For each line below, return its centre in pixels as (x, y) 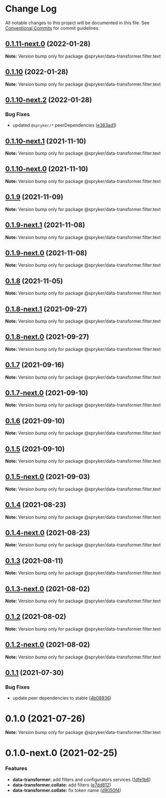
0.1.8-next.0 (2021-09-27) (47, 337)
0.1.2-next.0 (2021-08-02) (48, 645)
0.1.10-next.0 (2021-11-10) (47, 169)
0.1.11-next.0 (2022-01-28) (48, 44)
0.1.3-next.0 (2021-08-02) (48, 589)
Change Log (31, 9)
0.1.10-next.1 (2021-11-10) (46, 141)
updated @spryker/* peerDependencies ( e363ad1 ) (64, 125)
